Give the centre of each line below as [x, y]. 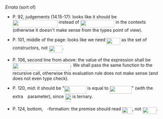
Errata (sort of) [21, 7]
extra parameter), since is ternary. [53, 96]
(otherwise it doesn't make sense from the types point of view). [77, 30]
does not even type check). [40, 78]
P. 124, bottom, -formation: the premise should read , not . [85, 109]
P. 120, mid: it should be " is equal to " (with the [82, 88]
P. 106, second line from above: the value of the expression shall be [81, 59]
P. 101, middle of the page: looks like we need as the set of [80, 40]
